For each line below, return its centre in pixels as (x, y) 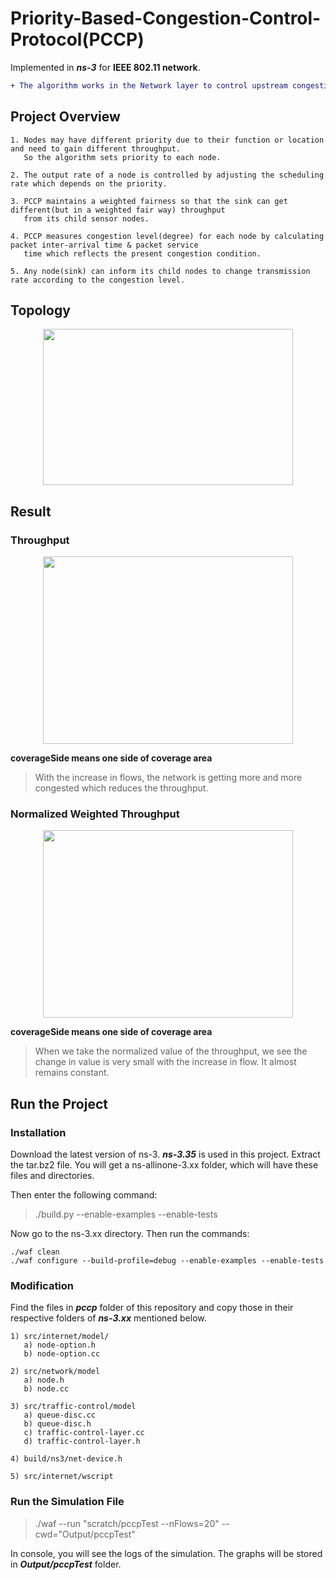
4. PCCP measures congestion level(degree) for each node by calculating (167, 236)
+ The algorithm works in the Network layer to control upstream (149, 85)
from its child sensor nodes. (86, 218)
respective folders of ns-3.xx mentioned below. (108, 1318)
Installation (38, 1132)
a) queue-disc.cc (60, 1415)
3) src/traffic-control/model (73, 1407)
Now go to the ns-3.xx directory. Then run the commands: (130, 1234)
